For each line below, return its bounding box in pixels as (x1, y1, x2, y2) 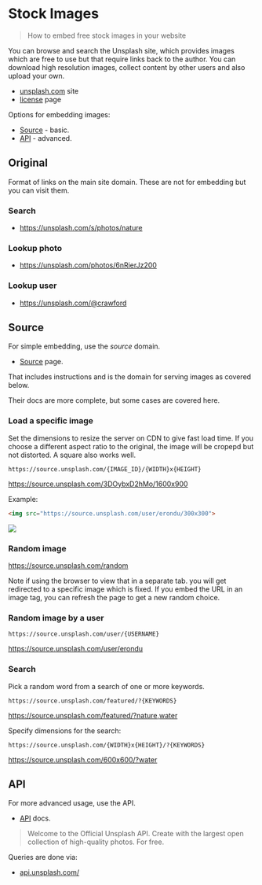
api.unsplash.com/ (19, 868, 80, 877)
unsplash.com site (19, 86, 79, 95)
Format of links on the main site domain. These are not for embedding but (8, 177, 246, 186)
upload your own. (8, 71, 65, 80)
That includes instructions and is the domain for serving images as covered (8, 372, 252, 382)
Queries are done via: (8, 853, 78, 862)
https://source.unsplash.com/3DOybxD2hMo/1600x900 (8, 479, 188, 489)
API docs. (19, 813, 51, 823)
